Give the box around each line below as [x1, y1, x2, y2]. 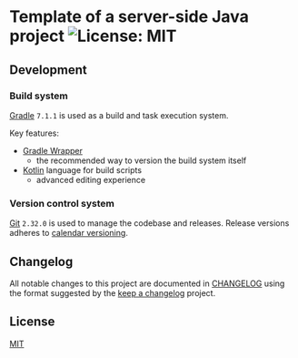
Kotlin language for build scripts [22, 164, 143, 175]
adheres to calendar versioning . [9, 228, 129, 239]
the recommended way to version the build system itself [35, 155, 247, 166]
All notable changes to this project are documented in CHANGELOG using [9, 278, 285, 289]
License [9, 314, 55, 330]
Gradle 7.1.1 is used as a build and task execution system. [9, 109, 229, 120]
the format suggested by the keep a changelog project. [9, 287, 216, 298]
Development [9, 62, 88, 77]
